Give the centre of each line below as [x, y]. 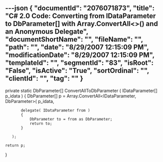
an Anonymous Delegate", [47, 32]
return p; [15, 145]
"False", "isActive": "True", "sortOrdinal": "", [77, 71]
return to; [41, 123]
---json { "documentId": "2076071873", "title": [80, 8]
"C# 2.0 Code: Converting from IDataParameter [81, 16]
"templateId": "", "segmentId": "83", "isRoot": [79, 63]
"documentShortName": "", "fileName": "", [74, 39]
